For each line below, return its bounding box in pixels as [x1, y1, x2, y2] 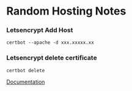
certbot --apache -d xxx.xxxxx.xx [6, 39, 95, 46]
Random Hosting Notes [6, 4, 127, 18]
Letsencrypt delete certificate [6, 53, 97, 62]
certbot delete [6, 67, 45, 73]
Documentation [6, 78, 45, 86]
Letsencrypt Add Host [6, 26, 73, 35]
